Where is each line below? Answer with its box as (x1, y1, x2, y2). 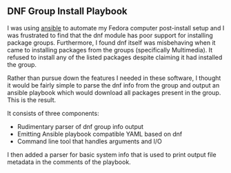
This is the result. (7, 96, 57, 104)
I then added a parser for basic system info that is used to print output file (7, 150, 217, 159)
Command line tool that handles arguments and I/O (17, 137, 162, 145)
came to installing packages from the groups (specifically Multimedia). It (7, 45, 213, 54)
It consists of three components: (7, 109, 99, 117)
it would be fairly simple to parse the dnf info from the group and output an (7, 81, 220, 89)
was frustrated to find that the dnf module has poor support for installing (7, 31, 214, 39)
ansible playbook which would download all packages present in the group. (7, 88, 221, 96)
